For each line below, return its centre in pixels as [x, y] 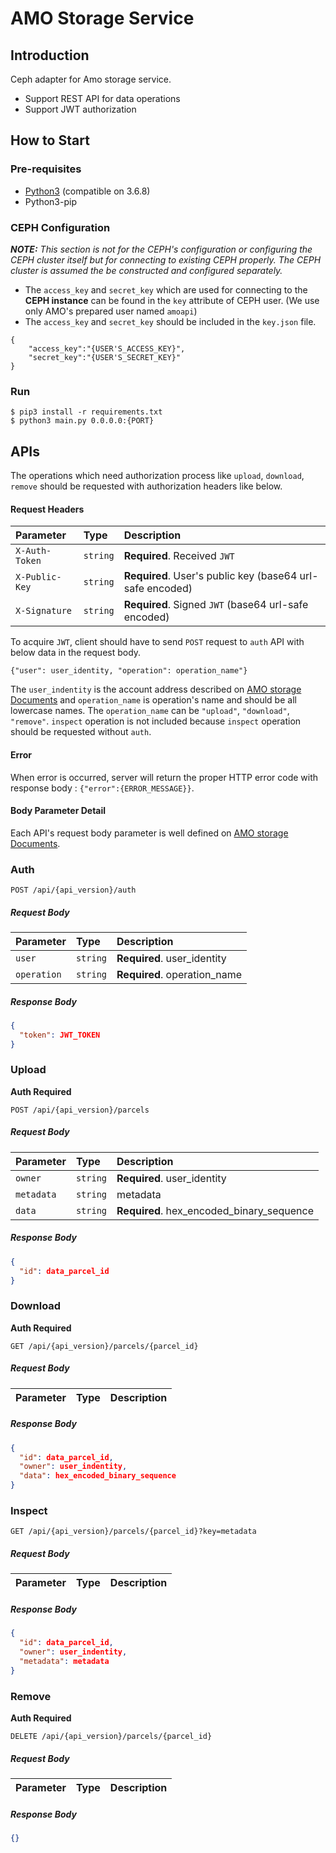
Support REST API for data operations [102, 98]
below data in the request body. [76, 653]
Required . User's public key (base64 [210, 576]
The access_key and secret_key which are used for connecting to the [166, 289]
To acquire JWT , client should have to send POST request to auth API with [157, 642]
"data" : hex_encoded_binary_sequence [98, 1476]
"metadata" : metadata [64, 1661]
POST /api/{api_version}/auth [73, 890]
